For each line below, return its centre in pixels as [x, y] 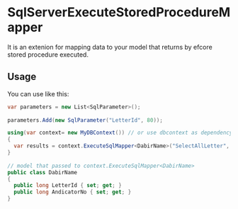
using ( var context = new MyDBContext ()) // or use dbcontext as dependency [120, 133]
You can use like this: [38, 94]
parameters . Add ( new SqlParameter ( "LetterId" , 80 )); [85, 120]
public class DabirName [42, 172]
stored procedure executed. [48, 55]
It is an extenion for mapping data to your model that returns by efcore [110, 47]
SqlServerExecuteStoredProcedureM [119, 12]
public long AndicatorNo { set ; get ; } [73, 192]
